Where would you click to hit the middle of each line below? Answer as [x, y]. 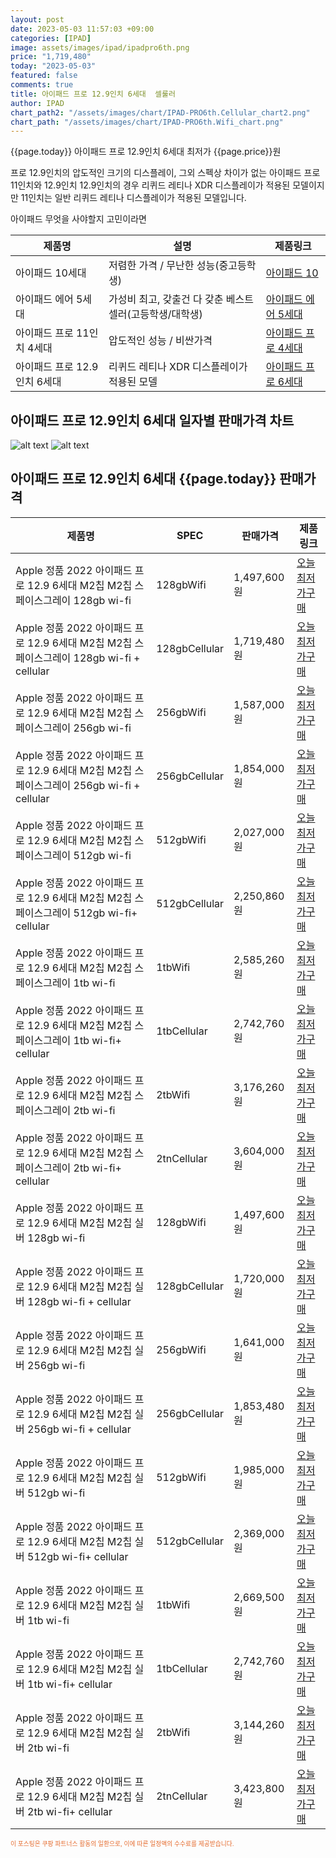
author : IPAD [37, 103]
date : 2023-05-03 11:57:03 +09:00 [82, 29]
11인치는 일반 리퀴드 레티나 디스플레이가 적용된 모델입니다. [133, 198]
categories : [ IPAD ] [51, 38]
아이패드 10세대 [51, 273]
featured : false [44, 76]
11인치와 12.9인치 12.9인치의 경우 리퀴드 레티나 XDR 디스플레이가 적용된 [150, 185]
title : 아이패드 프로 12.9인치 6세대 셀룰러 [93, 94]
